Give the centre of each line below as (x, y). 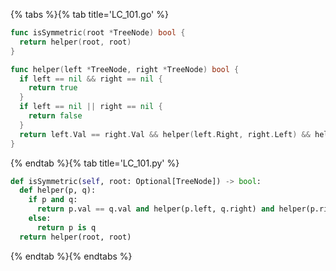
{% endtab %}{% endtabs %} (71, 256)
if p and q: (53, 200)
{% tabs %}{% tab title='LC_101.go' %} (89, 14)
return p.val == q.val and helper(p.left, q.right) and (155, 209)
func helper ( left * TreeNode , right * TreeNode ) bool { (125, 69)
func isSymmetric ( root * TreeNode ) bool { (98, 33)
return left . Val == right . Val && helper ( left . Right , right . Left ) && (165, 134)
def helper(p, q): (58, 190)
